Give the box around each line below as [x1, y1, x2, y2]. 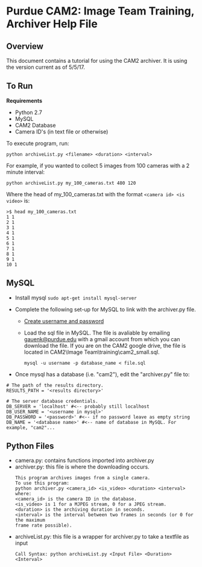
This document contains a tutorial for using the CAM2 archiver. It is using [6, 57, 188, 64]
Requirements [6, 97, 43, 104]
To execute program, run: [6, 139, 69, 147]
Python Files [6, 441, 54, 451]
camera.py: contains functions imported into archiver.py [14, 457, 154, 464]
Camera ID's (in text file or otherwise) [14, 128, 109, 135]
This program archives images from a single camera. [14, 475, 151, 481]
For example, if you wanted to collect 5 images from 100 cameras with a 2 [6, 162, 190, 169]
